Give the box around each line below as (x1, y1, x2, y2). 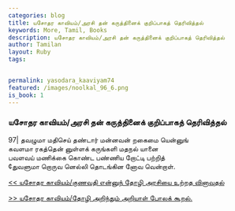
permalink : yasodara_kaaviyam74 (8, 76, 114, 84)
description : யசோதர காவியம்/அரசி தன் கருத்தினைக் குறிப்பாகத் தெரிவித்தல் (8, 33, 226, 42)
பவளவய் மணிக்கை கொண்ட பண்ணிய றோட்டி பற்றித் (8, 153, 166, 162)
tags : (8, 56, 26, 64)
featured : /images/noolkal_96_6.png (8, 83, 129, 91)
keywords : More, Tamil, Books (8, 26, 108, 34)
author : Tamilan (8, 41, 62, 49)
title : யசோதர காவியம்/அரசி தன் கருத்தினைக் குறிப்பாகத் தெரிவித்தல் (8, 19, 204, 27)
